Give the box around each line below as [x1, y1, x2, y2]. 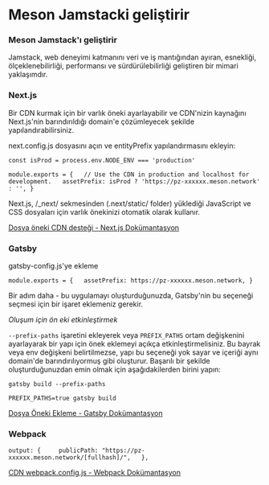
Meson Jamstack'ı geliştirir [8, 35, 118, 46]
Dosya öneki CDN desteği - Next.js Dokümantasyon [8, 223, 179, 232]
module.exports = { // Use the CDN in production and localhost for [8, 171, 250, 179]
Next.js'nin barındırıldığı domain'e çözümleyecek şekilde [8, 117, 195, 126]
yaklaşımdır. [8, 70, 48, 80]
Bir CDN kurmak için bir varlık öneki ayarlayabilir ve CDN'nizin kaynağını [8, 108, 247, 117]
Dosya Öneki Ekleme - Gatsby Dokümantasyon [8, 409, 163, 418]
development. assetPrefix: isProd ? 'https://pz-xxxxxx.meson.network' [8, 177, 261, 186]
